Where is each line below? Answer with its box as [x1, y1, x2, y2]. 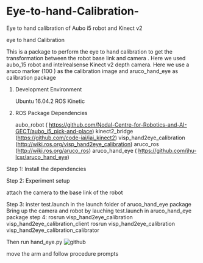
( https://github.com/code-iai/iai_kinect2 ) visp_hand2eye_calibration [15, 134, 186, 141]
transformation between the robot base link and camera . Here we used [6, 54, 186, 61]
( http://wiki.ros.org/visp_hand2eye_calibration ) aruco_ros [15, 140, 160, 147]
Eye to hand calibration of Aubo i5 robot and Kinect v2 [6, 24, 143, 32]
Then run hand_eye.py [6, 238, 63, 245]
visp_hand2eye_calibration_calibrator [6, 226, 99, 234]
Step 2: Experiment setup [6, 177, 70, 184]
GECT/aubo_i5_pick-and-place [15, 127, 93, 135]
